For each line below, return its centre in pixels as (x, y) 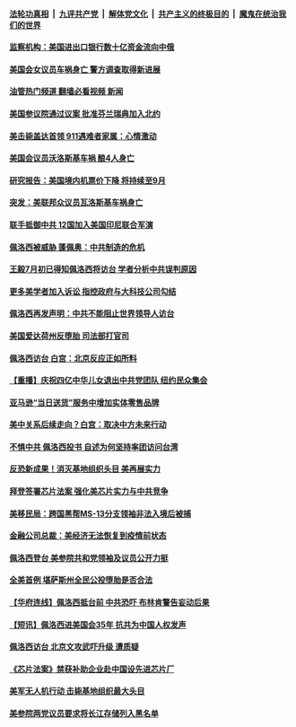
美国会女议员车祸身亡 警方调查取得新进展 (85, 69)
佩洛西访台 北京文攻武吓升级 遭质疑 (74, 647)
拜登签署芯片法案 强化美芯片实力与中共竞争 (89, 491)
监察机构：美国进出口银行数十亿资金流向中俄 (92, 47)
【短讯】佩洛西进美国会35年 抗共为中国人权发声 (98, 625)
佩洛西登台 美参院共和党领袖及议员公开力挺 (89, 557)
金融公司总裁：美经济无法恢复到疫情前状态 (88, 536)
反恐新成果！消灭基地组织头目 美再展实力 (85, 469)
